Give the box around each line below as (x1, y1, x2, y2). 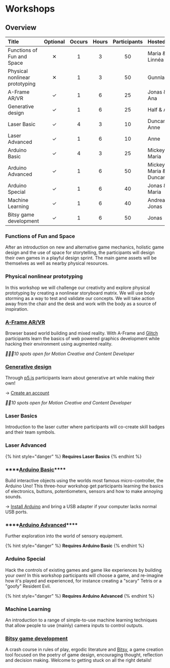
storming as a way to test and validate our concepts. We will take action (5, 295, 155, 301)
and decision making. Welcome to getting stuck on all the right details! (5, 657, 152, 663)
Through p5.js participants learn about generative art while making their (5, 375, 155, 381)
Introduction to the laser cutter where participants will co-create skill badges (5, 424, 165, 430)
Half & (147, 106, 162, 113)
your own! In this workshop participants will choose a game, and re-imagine (5, 572, 163, 578)
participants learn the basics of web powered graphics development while (5, 335, 160, 342)
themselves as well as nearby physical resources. (5, 260, 109, 266)
